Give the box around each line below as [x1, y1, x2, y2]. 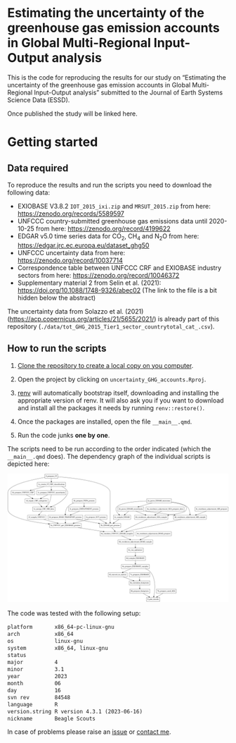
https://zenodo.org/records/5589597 [17, 209, 124, 218]
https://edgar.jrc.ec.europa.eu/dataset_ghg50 [17, 241, 150, 250]
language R [7, 701, 58, 708]
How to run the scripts [7, 343, 107, 355]
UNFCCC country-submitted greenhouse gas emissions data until [17, 216, 208, 225]
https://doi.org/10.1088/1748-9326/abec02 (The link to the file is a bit [17, 285, 218, 294]
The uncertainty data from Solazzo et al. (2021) [7, 307, 144, 315]
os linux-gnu [7, 637, 83, 644]
